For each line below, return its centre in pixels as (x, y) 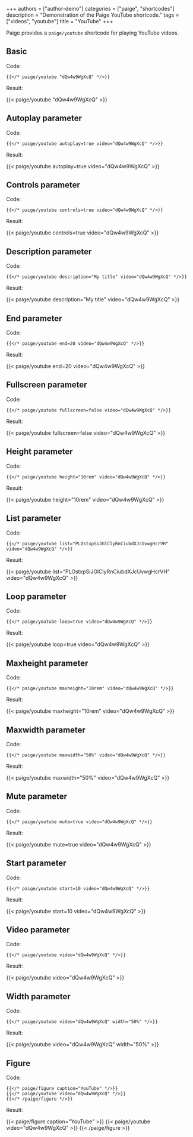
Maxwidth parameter (46, 730)
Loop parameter (37, 596)
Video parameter (38, 930)
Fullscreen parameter (47, 385)
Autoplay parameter (44, 118)
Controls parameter (43, 185)
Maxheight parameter (47, 663)
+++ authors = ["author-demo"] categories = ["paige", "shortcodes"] (91, 9)
